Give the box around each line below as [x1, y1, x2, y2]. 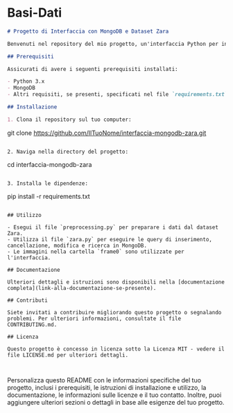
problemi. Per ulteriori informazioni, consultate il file [7, 315, 182, 322]
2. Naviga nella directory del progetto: [7, 148, 129, 155]
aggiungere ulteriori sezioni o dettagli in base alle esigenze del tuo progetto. [7, 398, 225, 406]
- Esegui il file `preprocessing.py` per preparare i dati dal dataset [7, 224, 218, 231]
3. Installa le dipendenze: [7, 179, 89, 187]
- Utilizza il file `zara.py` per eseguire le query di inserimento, [7, 236, 213, 243]
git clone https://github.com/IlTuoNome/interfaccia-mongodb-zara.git [7, 129, 207, 137]
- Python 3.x [7, 78, 45, 85]
